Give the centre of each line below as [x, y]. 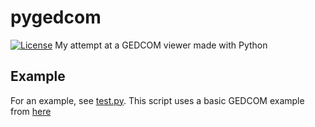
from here [31, 111]
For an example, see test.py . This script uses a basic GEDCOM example [157, 100]
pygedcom [56, 17]
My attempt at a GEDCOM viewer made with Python [161, 45]
